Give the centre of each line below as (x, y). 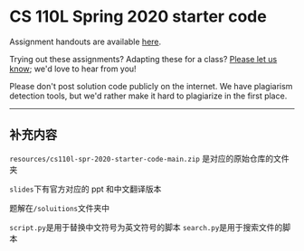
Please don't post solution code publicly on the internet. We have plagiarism (151, 86)
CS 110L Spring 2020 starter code (138, 17)
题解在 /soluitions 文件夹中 (60, 208)
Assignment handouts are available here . (85, 42)
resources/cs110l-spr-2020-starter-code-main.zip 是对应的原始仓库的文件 (149, 158)
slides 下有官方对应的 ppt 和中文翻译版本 (85, 189)
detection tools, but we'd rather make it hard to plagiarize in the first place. (148, 96)
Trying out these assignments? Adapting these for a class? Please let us (143, 59)
